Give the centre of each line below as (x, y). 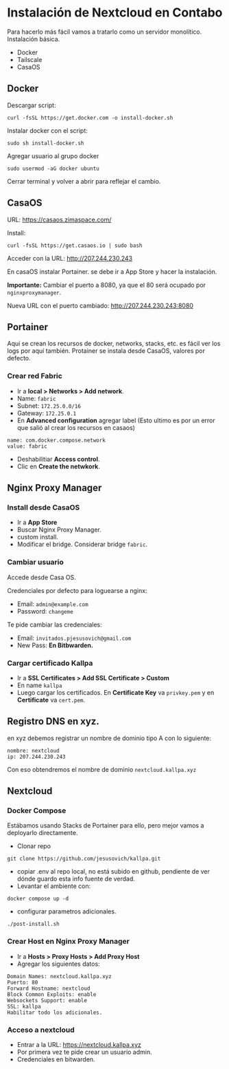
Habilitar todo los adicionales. (55, 1013)
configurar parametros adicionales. (67, 911)
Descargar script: (32, 105)
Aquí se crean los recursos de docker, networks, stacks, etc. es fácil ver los (114, 344)
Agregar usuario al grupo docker (53, 155)
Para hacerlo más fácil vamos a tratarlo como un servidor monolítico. (105, 32)
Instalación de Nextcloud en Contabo (115, 13)
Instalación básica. (34, 39)
